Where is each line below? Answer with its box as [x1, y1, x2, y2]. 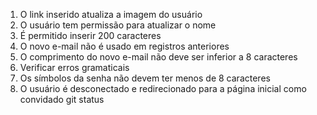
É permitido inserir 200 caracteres [19, 30, 162, 41]
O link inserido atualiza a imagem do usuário [19, 9, 203, 20]
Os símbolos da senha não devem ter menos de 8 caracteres [19, 72, 271, 84]
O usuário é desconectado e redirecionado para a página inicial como [19, 83, 307, 94]
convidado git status [19, 94, 105, 105]
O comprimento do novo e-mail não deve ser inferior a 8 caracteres [19, 51, 298, 63]
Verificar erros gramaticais [19, 62, 130, 73]
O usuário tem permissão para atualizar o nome [19, 19, 217, 31]
